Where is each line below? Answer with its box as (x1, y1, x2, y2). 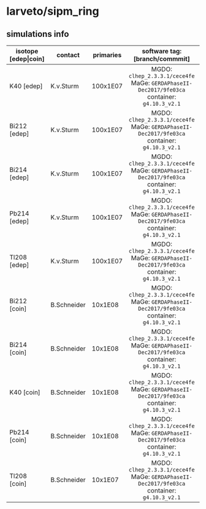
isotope (15, 47, 39, 55)
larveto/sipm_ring (6, 4, 99, 18)
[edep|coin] (9, 55, 45, 63)
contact (56, 51, 80, 59)
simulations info (6, 29, 69, 39)
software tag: (142, 47, 182, 55)
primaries (93, 51, 122, 59)
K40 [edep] (9, 82, 43, 90)
